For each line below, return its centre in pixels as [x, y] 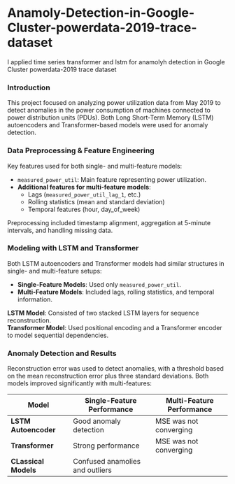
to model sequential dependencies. [58, 335]
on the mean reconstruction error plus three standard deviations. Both [108, 376]
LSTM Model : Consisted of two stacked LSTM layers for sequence [103, 313]
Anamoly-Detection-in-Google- [101, 13]
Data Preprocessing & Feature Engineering [81, 150]
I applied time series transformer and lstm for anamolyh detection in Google [116, 62]
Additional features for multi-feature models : [84, 187]
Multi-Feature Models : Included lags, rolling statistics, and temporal [116, 292]
